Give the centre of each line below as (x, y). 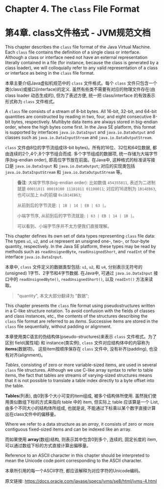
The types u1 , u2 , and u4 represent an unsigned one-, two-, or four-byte (77, 241)
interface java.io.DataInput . (34, 257)
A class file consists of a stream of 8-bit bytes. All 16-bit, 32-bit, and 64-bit (81, 111)
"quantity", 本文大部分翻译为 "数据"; (53, 296)
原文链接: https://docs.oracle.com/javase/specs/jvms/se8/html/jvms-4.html (81, 481)
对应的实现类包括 (118, 166)
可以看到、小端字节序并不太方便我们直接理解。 (64, 226)
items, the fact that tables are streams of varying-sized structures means (79, 375)
